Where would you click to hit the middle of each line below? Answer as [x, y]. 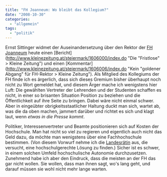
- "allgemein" [24, 24]
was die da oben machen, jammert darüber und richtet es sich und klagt [79, 111]
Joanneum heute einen [29, 53]
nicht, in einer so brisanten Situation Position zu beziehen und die [73, 95]
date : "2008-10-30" [26, 15]
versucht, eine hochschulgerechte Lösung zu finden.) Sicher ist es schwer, [82, 148]
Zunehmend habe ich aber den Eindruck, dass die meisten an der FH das [80, 158]
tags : [11, 29]
